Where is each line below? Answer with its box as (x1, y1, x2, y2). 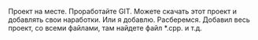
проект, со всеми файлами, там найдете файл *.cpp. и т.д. (8, 24, 203, 32)
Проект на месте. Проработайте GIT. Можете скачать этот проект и (8, 7, 238, 16)
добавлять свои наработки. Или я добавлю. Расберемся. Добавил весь (8, 15, 250, 24)
